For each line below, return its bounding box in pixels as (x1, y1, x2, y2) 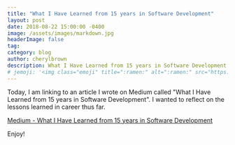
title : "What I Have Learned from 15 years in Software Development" (7, 10, 215, 17)
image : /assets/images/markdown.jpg (7, 29, 114, 37)
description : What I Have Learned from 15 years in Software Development (7, 62, 227, 69)
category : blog (7, 49, 52, 56)
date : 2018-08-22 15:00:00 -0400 (7, 23, 105, 30)
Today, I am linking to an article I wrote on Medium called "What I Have (7, 88, 211, 96)
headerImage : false (7, 36, 64, 43)
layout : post (7, 17, 45, 24)
